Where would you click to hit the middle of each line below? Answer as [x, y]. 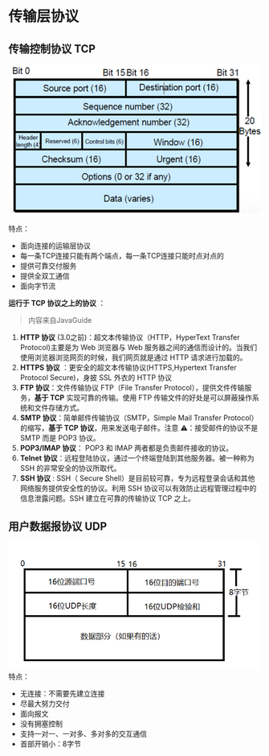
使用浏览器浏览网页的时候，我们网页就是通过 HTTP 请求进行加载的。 [133, 357]
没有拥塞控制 [41, 724]
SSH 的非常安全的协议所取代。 [71, 469]
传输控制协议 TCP [52, 49]
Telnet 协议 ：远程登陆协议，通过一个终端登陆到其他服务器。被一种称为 [137, 458]
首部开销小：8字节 [51, 744]
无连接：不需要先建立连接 [62, 694]
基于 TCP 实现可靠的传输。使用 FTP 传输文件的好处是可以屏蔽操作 [143, 398]
